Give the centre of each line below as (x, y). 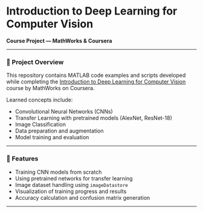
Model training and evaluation (52, 137)
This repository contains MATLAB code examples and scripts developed (96, 75)
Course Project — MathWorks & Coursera (59, 41)
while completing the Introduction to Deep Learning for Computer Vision (96, 82)
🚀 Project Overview (35, 62)
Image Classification (40, 125)
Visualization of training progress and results (71, 191)
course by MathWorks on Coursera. (50, 88)
